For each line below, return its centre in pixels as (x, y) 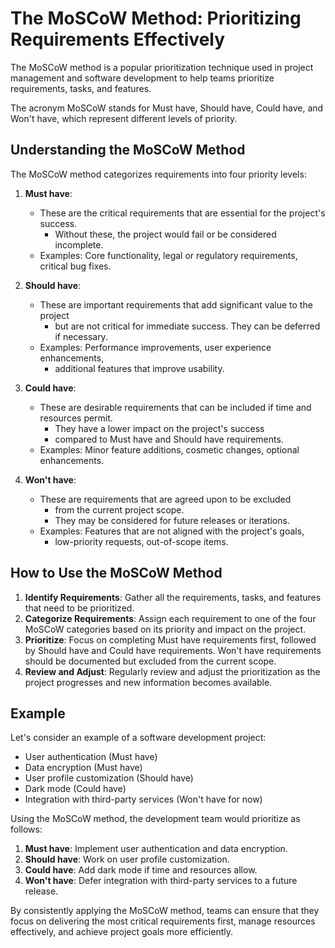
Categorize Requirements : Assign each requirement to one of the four (170, 618)
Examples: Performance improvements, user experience (155, 347)
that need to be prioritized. (79, 608)
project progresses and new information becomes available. (148, 682)
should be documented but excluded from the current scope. (150, 661)
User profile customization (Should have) (109, 778)
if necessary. (81, 336)
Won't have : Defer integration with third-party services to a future (161, 881)
